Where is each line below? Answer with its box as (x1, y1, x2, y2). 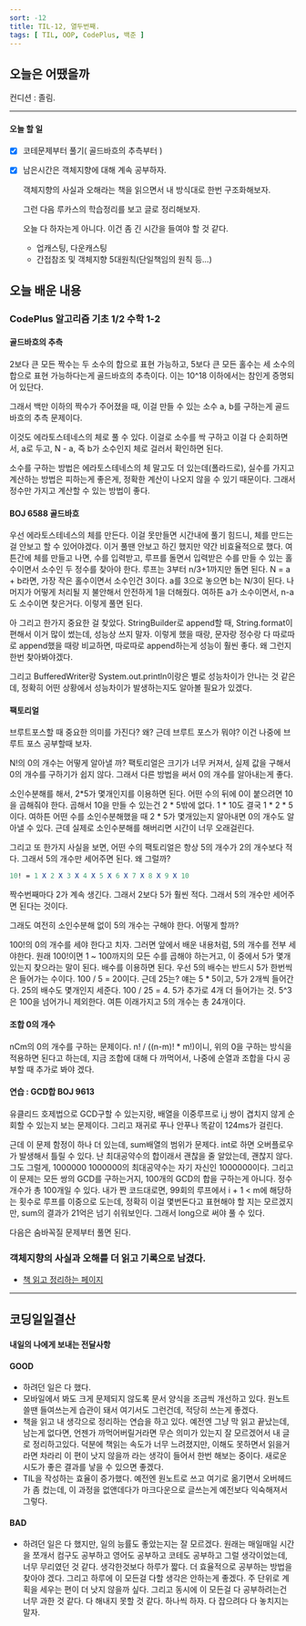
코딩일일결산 (9, 1312, 76, 1327)
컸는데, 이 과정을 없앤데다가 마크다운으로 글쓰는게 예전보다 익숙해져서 (42, 1485, 289, 1496)
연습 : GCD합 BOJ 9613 (9, 1086, 96, 1097)
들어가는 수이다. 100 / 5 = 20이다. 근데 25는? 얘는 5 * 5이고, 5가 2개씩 (18, 973, 270, 984)
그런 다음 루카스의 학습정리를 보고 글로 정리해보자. (22, 203, 200, 214)
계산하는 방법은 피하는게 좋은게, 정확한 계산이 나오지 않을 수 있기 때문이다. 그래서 (9, 474, 296, 485)
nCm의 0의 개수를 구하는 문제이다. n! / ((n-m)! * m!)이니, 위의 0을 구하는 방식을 (9, 1041, 292, 1052)
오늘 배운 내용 (9, 283, 82, 298)
